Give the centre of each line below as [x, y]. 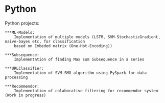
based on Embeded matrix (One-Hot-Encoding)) [63, 46]
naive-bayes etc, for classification [45, 42]
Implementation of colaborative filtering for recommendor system [86, 91]
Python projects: [22, 23]
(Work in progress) [26, 95]
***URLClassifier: [24, 68]
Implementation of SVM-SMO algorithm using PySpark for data [80, 73]
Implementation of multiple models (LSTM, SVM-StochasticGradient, [87, 37]
